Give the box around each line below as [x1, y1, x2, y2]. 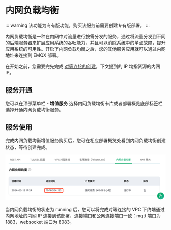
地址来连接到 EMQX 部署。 [5, 52, 61, 59]
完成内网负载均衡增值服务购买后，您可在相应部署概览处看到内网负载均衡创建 [5, 137, 166, 143]
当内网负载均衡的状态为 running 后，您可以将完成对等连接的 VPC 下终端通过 [5, 207, 165, 213]
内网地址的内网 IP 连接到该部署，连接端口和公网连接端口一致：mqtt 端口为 [5, 213, 161, 219]
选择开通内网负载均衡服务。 [5, 106, 64, 112]
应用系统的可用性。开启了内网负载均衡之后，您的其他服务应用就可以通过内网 [5, 46, 166, 52]
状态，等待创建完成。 [5, 143, 50, 150]
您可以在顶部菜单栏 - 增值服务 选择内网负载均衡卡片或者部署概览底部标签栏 [5, 100, 163, 106]
